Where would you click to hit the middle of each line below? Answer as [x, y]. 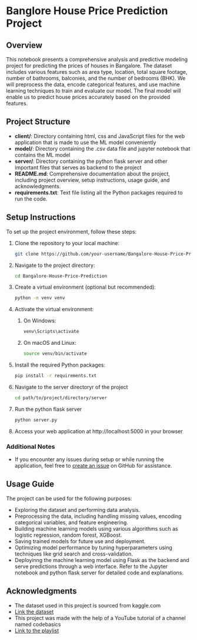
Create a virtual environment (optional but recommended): [85, 287]
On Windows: [40, 321]
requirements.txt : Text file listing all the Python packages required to [98, 192]
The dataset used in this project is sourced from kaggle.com [88, 605]
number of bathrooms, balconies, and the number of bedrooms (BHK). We [96, 78]
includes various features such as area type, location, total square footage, [97, 72]
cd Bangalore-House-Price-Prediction [61, 276]
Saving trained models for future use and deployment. [80, 541]
